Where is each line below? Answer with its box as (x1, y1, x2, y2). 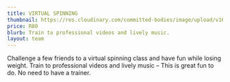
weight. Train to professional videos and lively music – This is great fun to (7, 61, 214, 70)
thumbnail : (7, 16, 38, 23)
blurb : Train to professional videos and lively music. (7, 29, 170, 36)
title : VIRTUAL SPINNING (7, 10, 78, 17)
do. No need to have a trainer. (7, 69, 91, 77)
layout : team (7, 36, 44, 42)
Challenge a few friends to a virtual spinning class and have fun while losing (7, 54, 221, 62)
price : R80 (7, 23, 38, 29)
